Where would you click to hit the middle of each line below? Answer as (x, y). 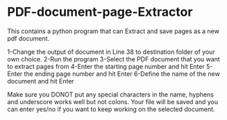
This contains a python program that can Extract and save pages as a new (113, 31)
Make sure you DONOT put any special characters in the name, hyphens (110, 94)
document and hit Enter (41, 81)
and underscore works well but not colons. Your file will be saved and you (113, 101)
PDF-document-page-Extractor (100, 12)
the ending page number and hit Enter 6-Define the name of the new (122, 74)
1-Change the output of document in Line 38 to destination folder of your (111, 52)
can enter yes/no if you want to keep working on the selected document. (111, 109)
